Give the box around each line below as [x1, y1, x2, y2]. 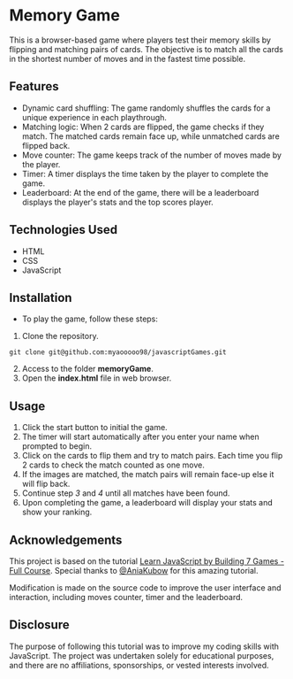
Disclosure [9, 617, 70, 633]
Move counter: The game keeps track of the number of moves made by [21, 150, 282, 160]
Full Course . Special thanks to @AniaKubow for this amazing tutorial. [9, 566, 259, 575]
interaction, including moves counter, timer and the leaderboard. [9, 592, 244, 602]
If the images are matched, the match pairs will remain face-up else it [21, 469, 274, 480]
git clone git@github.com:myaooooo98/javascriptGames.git [9, 348, 227, 357]
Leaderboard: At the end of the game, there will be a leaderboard [21, 187, 259, 197]
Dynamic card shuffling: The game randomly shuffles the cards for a [21, 103, 271, 113]
